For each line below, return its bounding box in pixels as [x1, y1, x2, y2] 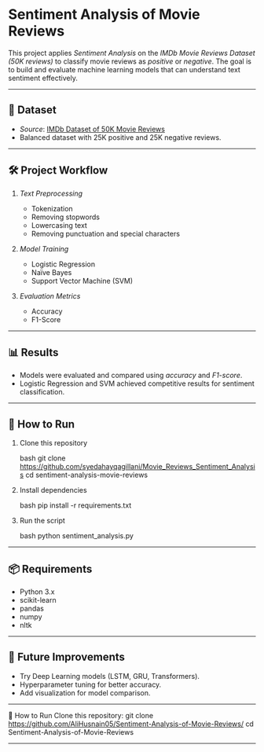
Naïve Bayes [31, 267, 72, 277]
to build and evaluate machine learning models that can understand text [8, 64, 241, 74]
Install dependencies [19, 486, 88, 495]
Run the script [19, 516, 65, 526]
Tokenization [31, 204, 73, 213]
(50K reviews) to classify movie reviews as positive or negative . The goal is [8, 57, 251, 66]
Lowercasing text [31, 220, 88, 229]
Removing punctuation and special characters [31, 229, 181, 238]
